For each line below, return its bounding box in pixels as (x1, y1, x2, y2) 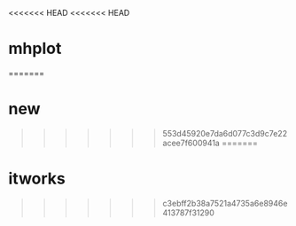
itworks (8, 168, 66, 189)
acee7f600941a (162, 137, 221, 148)
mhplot (8, 39, 62, 58)
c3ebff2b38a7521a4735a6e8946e (162, 198, 288, 208)
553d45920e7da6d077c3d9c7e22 (162, 128, 288, 138)
